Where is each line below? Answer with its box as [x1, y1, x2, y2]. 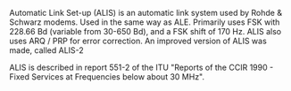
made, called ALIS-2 [9, 45, 85, 56]
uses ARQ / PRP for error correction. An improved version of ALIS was [9, 35, 268, 46]
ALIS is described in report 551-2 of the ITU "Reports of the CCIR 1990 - [9, 62, 274, 72]
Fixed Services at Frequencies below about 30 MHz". [9, 72, 205, 82]
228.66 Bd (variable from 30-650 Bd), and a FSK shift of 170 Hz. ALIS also [9, 27, 282, 36]
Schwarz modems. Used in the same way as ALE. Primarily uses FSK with [9, 17, 280, 27]
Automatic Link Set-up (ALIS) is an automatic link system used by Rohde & [9, 8, 283, 18]
